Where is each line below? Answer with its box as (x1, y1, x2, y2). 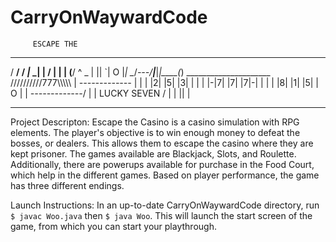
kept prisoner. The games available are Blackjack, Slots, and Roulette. (10, 147, 297, 160)
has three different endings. (10, 179, 125, 191)
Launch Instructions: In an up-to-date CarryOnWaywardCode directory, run (10, 199, 320, 211)
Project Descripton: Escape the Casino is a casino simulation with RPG (10, 116, 300, 128)
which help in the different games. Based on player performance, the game (10, 169, 320, 181)
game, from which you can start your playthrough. (10, 220, 217, 232)
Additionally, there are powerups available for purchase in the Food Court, (10, 158, 315, 170)
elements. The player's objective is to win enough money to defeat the (10, 126, 301, 138)
